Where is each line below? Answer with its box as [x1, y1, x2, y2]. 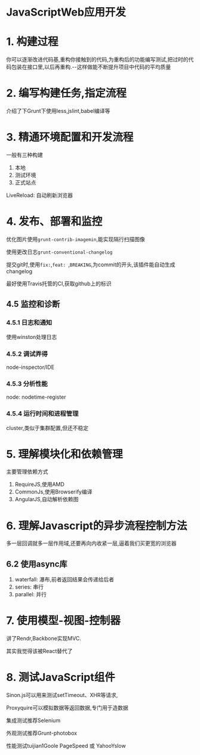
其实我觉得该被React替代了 [6, 648, 73, 655]
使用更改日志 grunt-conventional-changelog [6, 248, 113, 255]
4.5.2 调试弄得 [6, 350, 48, 358]
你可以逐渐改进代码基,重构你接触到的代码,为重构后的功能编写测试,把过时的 [6, 56, 189, 63]
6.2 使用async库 [6, 559, 67, 569]
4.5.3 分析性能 [6, 380, 48, 388]
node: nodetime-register [6, 393, 67, 400]
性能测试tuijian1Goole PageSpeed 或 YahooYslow [6, 742, 127, 750]
